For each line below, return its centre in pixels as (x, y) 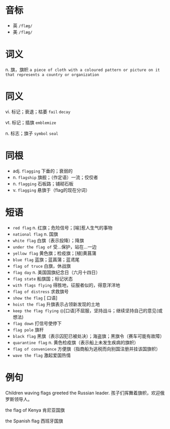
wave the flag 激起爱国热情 (42, 355)
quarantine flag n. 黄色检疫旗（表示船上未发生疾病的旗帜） (76, 342)
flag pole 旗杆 (28, 330)
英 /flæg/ (22, 26)
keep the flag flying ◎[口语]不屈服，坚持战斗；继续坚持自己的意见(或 (88, 310)
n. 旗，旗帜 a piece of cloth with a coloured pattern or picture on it (83, 69)
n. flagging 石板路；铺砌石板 (43, 184)
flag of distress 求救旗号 (41, 291)
